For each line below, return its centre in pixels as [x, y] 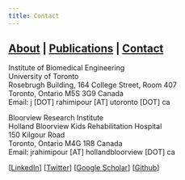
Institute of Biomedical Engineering [67, 68]
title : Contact [34, 16]
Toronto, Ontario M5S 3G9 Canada [66, 94]
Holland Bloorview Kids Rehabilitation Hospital [85, 127]
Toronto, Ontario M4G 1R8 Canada [65, 144]
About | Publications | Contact [86, 49]
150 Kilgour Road [37, 135]
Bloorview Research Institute [56, 118]
